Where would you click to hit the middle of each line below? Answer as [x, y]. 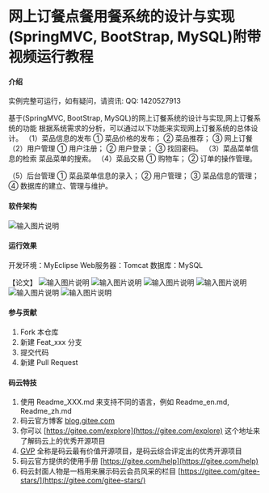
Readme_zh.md [46, 411]
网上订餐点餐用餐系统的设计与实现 [122, 17]
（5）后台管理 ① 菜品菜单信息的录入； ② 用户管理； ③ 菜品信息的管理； [134, 176]
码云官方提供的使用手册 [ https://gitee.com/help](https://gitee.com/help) [139, 461]
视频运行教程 [51, 57]
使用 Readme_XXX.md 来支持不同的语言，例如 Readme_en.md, [125, 402]
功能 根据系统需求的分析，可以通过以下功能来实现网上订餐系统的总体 [137, 128]
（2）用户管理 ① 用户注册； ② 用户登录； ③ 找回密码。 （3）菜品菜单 [130, 149]
